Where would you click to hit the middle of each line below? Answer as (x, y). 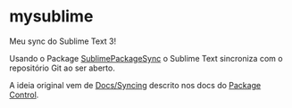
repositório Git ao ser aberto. (63, 68)
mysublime (51, 17)
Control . (24, 95)
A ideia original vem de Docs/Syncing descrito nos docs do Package (135, 85)
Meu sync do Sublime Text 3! (63, 41)
